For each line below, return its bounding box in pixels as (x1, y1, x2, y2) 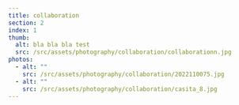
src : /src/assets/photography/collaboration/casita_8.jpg (22, 84, 218, 93)
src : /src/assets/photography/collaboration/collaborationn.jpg (15, 48, 232, 56)
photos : (8, 56, 34, 64)
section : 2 (8, 19, 44, 27)
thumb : (8, 33, 30, 42)
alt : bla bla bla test (15, 41, 90, 49)
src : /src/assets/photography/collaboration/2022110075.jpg (22, 70, 225, 78)
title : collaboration (8, 11, 80, 20)
